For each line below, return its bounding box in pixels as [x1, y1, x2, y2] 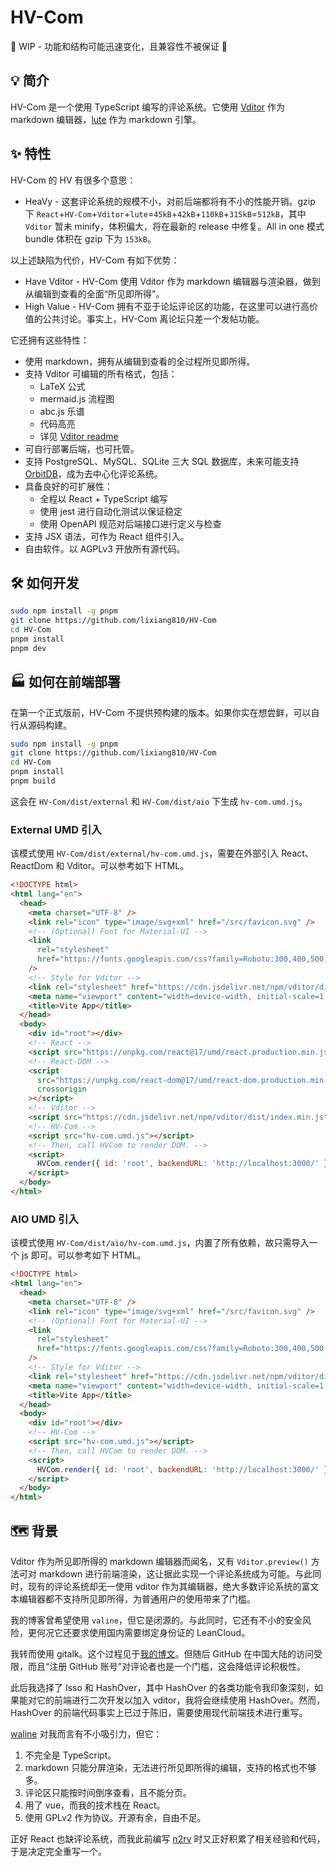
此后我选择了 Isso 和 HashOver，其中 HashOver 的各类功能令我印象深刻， [10, 1681, 315, 1693]
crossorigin [36, 1084, 87, 1095]
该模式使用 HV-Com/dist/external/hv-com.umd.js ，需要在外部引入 [10, 847, 280, 860]
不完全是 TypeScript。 [24, 1749, 117, 1761]
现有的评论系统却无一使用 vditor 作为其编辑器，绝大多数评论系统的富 [27, 1580, 311, 1592]
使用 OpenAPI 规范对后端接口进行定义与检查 [39, 517, 222, 530]
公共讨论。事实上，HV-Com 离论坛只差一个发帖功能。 [42, 312, 265, 325]
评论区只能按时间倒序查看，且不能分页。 [24, 1786, 192, 1798]
